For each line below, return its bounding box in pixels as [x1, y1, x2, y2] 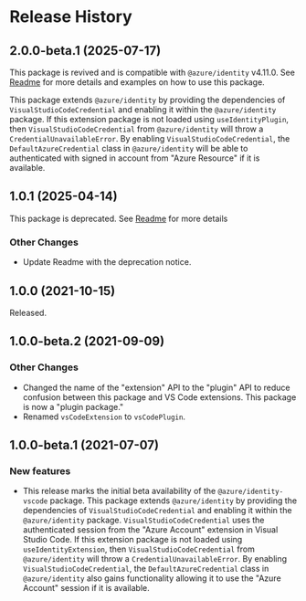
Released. [9, 307, 47, 318]
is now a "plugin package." [22, 401, 124, 412]
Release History [9, 6, 132, 27]
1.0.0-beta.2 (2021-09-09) [9, 333, 165, 349]
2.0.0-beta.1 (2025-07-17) [9, 43, 162, 58]
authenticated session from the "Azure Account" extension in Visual [22, 524, 279, 535]
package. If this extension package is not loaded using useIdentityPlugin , [9, 114, 290, 124]
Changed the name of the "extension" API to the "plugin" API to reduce [22, 382, 290, 393]
